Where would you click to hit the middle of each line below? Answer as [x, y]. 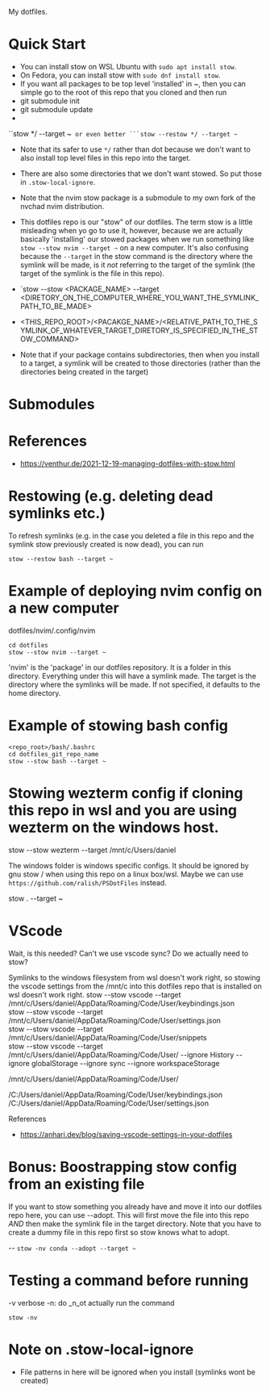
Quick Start [47, 44]
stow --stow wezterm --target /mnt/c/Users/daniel [92, 850]
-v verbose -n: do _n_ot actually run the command [91, 1303]
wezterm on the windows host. [114, 828]
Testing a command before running [129, 1280]
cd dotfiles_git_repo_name [54, 754]
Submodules [52, 405]
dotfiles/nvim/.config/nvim [52, 630]
